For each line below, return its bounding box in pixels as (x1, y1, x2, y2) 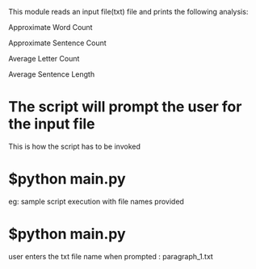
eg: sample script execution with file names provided (8, 196, 184, 206)
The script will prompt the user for (8, 98, 242, 116)
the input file (8, 115, 95, 133)
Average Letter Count (8, 54, 80, 63)
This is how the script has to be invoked (8, 141, 141, 151)
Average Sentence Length (8, 69, 95, 79)
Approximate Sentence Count (8, 38, 107, 48)
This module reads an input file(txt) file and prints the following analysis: (8, 7, 249, 16)
